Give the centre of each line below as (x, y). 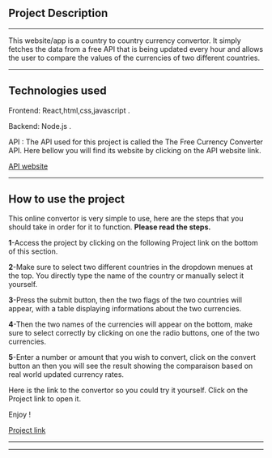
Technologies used (57, 91)
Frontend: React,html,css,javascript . (69, 110)
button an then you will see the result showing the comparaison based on (131, 366)
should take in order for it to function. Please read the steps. (110, 227)
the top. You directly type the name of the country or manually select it (126, 276)
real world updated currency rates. (66, 375)
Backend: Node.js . (40, 126)
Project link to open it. (45, 399)
